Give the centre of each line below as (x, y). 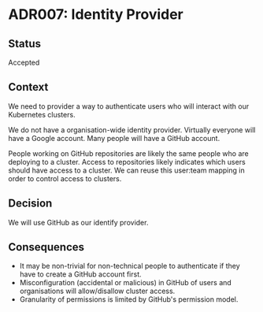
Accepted (24, 62)
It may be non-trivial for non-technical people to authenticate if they (130, 266)
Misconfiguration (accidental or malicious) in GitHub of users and (126, 283)
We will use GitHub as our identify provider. (78, 222)
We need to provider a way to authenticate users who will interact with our (129, 106)
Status (25, 44)
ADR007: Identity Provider (96, 15)
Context (28, 87)
